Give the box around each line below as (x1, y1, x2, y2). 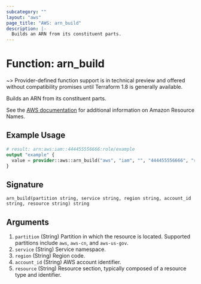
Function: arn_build (6, 57, 105, 71)
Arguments (6, 217, 50, 227)
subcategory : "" (6, 8, 47, 15)
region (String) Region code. (14, 252, 86, 259)
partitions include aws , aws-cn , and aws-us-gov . (14, 240, 129, 246)
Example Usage (6, 130, 66, 140)
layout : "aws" (6, 14, 42, 20)
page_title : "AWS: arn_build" (6, 20, 82, 26)
